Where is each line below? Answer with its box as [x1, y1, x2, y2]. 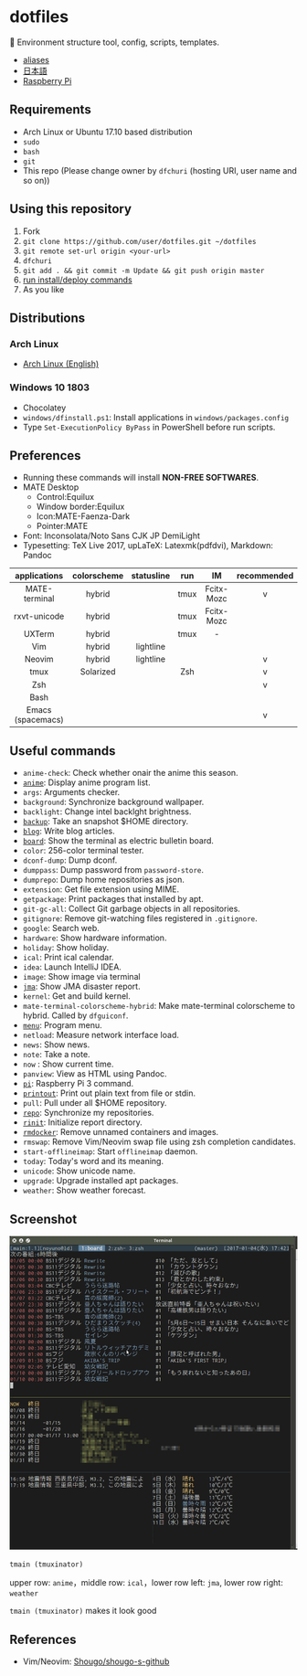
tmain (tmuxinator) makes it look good [9, 1606, 157, 1617]
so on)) [22, 175, 50, 186]
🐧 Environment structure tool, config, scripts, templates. [9, 37, 219, 48]
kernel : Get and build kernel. [22, 991, 131, 1002]
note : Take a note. [22, 1049, 90, 1060]
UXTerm [23, 628, 55, 639]
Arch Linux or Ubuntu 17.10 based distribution [22, 126, 194, 137]
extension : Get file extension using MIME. [22, 884, 180, 895]
